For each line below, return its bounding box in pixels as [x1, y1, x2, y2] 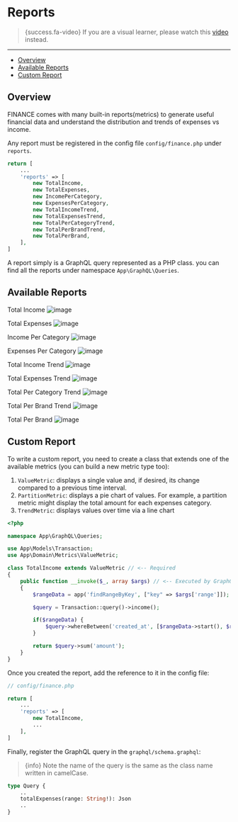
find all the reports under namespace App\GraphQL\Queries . [7, 266, 179, 274]
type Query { [7, 782, 46, 789]
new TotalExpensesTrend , [33, 213, 106, 220]
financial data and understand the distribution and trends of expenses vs [7, 118, 220, 126]
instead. [24, 35, 49, 43]
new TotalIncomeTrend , [33, 206, 100, 213]
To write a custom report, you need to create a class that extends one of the [7, 454, 229, 463]
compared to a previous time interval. [17, 483, 127, 492]
